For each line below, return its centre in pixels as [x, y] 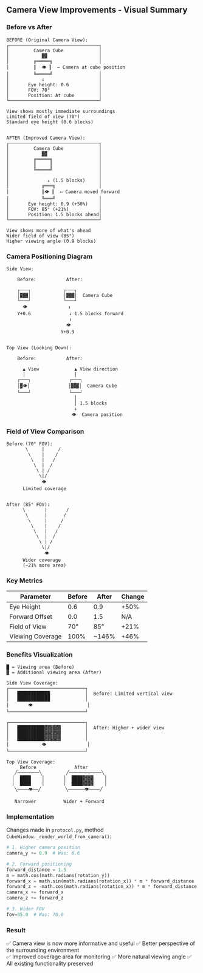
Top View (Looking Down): [39, 348]
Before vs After [29, 27]
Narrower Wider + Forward [59, 801]
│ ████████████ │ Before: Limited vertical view [89, 694]
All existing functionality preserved [50, 964]
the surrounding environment [43, 951]
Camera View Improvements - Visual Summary [97, 10]
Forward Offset [31, 616]
